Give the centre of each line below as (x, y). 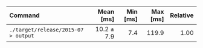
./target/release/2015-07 (47, 30)
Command (25, 15)
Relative (182, 15)
